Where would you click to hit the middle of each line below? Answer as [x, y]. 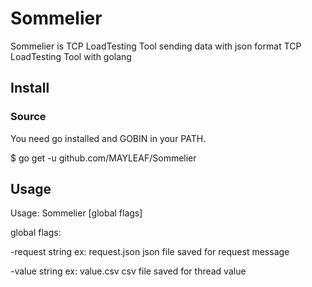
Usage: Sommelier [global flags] [76, 213]
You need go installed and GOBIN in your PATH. [108, 138]
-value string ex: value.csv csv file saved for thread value [128, 271]
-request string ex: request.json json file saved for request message [150, 252]
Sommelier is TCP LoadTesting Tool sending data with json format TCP [156, 46]
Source [28, 117]
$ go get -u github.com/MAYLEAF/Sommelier [103, 158]
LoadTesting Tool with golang [71, 56]
